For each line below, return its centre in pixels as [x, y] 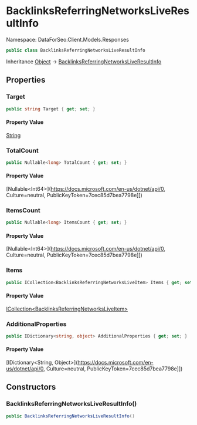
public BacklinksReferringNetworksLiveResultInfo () [70, 416]
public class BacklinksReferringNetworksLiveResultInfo [76, 50]
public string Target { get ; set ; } [51, 109]
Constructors [31, 387]
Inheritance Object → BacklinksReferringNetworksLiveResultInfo [84, 61]
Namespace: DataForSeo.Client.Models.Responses [67, 39]
